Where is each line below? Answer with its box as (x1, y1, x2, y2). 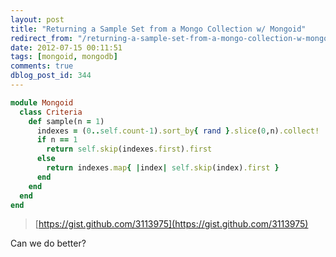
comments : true (10, 61, 74, 71)
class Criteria (19, 107, 83, 117)
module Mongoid (10, 97, 74, 108)
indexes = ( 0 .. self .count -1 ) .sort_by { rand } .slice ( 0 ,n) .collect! (36, 126, 320, 136)
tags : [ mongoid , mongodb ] (10, 52, 118, 62)
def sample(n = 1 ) (28, 116, 105, 126)
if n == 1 (36, 135, 78, 145)
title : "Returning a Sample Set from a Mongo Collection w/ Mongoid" (10, 24, 307, 34)
